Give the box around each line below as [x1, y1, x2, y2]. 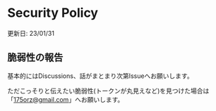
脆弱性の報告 [7, 51, 64, 64]
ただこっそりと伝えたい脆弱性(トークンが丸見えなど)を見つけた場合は [7, 86, 210, 95]
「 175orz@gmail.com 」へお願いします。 [7, 95, 124, 103]
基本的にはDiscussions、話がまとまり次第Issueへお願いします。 [7, 72, 193, 80]
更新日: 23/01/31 [7, 29, 55, 37]
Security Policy [7, 5, 99, 21]
